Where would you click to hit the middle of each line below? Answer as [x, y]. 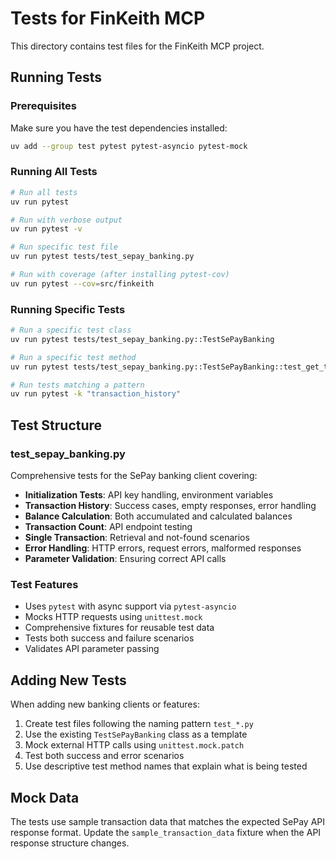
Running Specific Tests [68, 309]
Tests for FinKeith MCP [108, 18]
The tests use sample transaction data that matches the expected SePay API [167, 821]
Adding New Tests [68, 680]
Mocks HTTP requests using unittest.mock [113, 617]
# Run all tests [44, 192]
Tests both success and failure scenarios [109, 638]
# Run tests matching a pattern [77, 385]
